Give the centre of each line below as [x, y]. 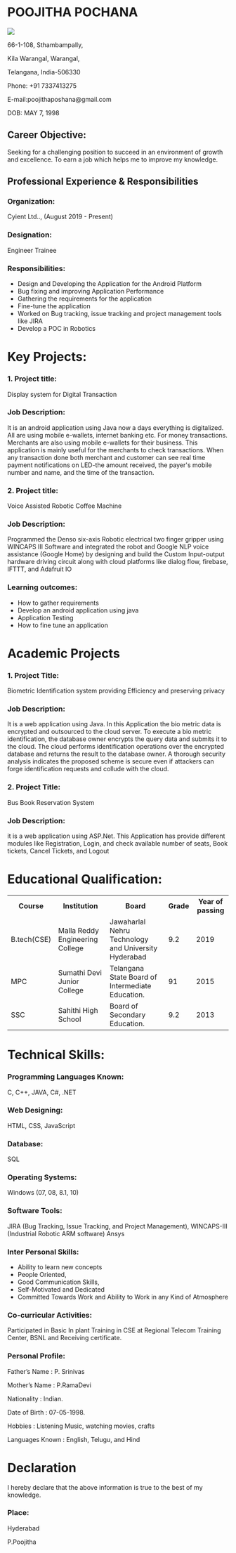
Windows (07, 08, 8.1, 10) [43, 1193]
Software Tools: [35, 1211]
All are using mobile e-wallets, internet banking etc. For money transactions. [118, 435]
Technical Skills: [56, 1055]
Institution [80, 906]
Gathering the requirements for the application [85, 299]
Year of [211, 902]
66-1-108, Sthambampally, [45, 45]
